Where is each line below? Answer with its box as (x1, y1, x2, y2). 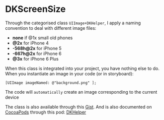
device (5, 94, 19, 100)
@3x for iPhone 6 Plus (12, 56, 59, 61)
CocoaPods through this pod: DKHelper (5, 109, 86, 115)
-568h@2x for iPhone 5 (12, 45, 62, 51)
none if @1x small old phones (12, 35, 73, 41)
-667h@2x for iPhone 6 (12, 51, 62, 57)
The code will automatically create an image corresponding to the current (5, 89, 158, 95)
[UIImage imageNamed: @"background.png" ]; (5, 80, 97, 85)
